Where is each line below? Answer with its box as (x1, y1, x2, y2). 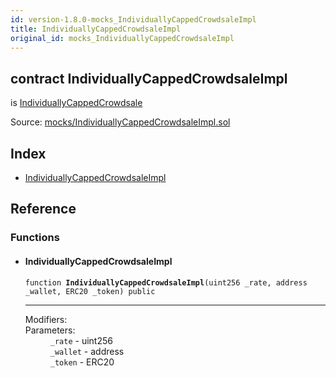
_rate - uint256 (49, 334, 113, 346)
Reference (10, 201, 77, 218)
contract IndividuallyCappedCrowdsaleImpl (10, 70, 288, 87)
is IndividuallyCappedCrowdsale (10, 97, 143, 109)
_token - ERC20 (49, 356, 115, 368)
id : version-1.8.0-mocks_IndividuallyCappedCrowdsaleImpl (10, 14, 257, 25)
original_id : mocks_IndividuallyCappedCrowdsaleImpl (10, 33, 235, 43)
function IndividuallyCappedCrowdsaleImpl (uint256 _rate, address (24, 277, 308, 288)
